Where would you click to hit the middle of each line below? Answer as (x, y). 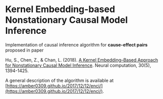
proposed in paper (24, 50)
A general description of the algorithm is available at (60, 80)
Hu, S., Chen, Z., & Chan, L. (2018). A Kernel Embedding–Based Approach (82, 60)
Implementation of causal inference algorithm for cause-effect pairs (76, 44)
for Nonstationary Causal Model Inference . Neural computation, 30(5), (78, 65)
